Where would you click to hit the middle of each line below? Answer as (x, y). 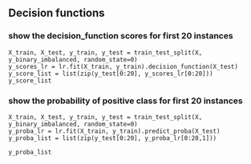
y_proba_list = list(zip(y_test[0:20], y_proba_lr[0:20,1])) (113, 138)
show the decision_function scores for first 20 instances (121, 36)
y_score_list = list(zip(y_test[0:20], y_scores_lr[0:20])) (111, 74)
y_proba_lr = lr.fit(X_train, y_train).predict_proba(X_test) (114, 131)
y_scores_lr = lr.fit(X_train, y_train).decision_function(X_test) (123, 66)
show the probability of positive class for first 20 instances (125, 101)
